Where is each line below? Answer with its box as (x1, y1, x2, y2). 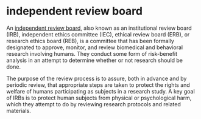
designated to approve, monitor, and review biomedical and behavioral (6, 44, 183, 51)
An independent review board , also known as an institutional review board (6, 24, 192, 32)
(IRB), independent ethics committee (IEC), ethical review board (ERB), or (6, 30, 190, 38)
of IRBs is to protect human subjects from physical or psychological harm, (6, 94, 192, 101)
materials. (6, 107, 32, 114)
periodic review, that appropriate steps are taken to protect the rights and (6, 81, 190, 89)
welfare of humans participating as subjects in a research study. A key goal (6, 87, 195, 95)
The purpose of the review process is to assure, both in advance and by (6, 75, 187, 82)
